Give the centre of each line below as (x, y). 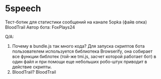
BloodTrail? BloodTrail (34, 72)
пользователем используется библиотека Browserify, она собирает (82, 51)
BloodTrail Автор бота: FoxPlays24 (40, 27)
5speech (23, 9)
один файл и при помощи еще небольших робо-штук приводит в (80, 61)
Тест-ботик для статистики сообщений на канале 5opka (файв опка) (76, 22)
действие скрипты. (32, 67)
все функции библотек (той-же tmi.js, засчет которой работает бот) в (84, 56)
